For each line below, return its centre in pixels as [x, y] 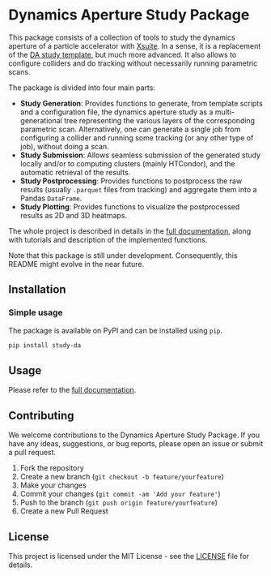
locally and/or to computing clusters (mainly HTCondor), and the [127, 163]
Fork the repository [52, 468]
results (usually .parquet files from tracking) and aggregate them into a [138, 189]
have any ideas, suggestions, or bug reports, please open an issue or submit [136, 444]
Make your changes [53, 485]
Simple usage [36, 312]
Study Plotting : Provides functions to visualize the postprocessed [130, 206]
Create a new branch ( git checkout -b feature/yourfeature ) [122, 477]
